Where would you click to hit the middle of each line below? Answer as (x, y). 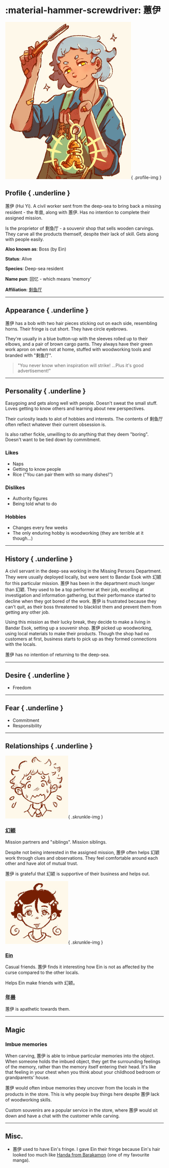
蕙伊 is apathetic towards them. (38, 1009)
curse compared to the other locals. (42, 973)
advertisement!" (34, 371)
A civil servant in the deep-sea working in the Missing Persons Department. (83, 571)
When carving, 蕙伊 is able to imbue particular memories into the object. (80, 1056)
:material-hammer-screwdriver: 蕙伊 (83, 10)
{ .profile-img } (146, 177)
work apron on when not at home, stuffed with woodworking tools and (78, 349)
